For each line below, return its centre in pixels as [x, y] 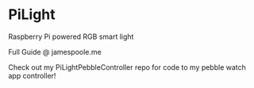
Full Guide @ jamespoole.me [55, 52]
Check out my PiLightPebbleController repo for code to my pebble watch [127, 67]
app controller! [32, 75]
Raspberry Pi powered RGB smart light [71, 36]
